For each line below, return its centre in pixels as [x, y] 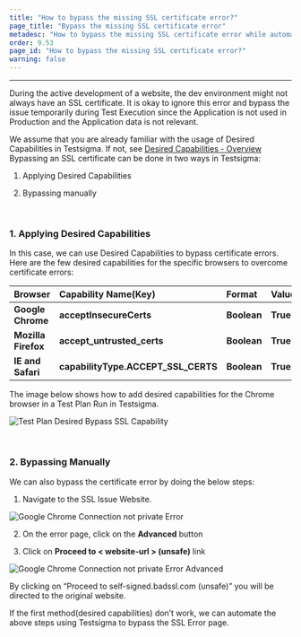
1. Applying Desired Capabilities [80, 233]
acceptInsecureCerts [105, 315]
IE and [27, 362]
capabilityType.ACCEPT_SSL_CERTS [138, 367]
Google [30, 310]
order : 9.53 [31, 43]
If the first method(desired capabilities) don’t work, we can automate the [143, 613]
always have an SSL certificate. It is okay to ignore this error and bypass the [150, 103]
